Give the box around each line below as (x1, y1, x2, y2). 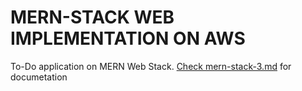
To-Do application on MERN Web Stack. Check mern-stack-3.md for (10, 60, 292, 72)
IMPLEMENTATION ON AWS (10, 27, 246, 50)
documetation (10, 71, 68, 83)
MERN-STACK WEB (10, 6, 175, 29)
